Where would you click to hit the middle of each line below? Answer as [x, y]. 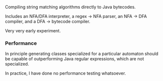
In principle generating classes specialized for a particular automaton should [82, 54]
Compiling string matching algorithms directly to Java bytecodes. [71, 7]
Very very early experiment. [33, 31]
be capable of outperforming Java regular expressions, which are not [75, 59]
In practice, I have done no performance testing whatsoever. [66, 73]
